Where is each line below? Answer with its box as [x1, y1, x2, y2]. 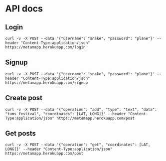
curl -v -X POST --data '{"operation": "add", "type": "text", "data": [5, 107, 157, 112]
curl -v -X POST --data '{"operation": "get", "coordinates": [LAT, [5, 143, 151, 148]
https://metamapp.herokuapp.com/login [5, 45, 86, 50]
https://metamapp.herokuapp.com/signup [5, 80, 88, 85]
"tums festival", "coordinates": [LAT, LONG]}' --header [5, 111, 126, 116]
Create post [5, 94, 43, 102]
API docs [5, 3, 43, 14]
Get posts [5, 129, 36, 138]
